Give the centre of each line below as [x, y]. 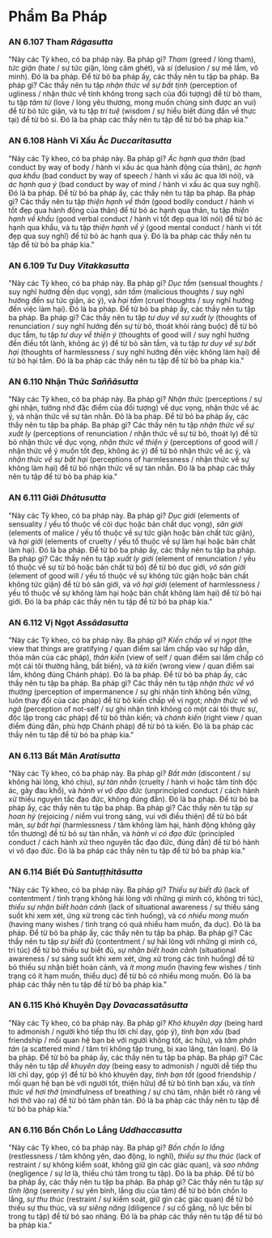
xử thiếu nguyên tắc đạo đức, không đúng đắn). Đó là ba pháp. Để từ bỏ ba [134, 799]
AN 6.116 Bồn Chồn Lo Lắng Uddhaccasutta [95, 1129]
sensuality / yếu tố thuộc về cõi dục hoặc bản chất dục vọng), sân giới [125, 524]
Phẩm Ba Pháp [58, 17]
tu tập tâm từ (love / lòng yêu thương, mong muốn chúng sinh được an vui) [132, 102]
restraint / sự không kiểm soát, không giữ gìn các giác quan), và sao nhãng [134, 1165]
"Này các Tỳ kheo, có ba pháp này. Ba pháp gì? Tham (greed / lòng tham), [132, 59]
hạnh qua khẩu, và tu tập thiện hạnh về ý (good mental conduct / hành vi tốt [135, 227]
